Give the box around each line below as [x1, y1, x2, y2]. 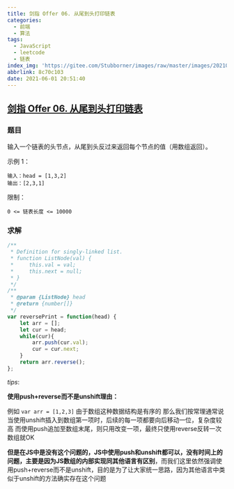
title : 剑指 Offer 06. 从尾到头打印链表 [7, 10, 116, 17]
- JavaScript [13, 43, 52, 50]
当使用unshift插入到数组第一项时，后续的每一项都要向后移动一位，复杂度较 [7, 416, 222, 424]
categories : [7, 17, 42, 24]
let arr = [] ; [19, 319, 61, 326]
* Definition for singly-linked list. [10, 248, 123, 255]
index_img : [7, 62, 39, 69]
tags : [7, 36, 23, 43]
